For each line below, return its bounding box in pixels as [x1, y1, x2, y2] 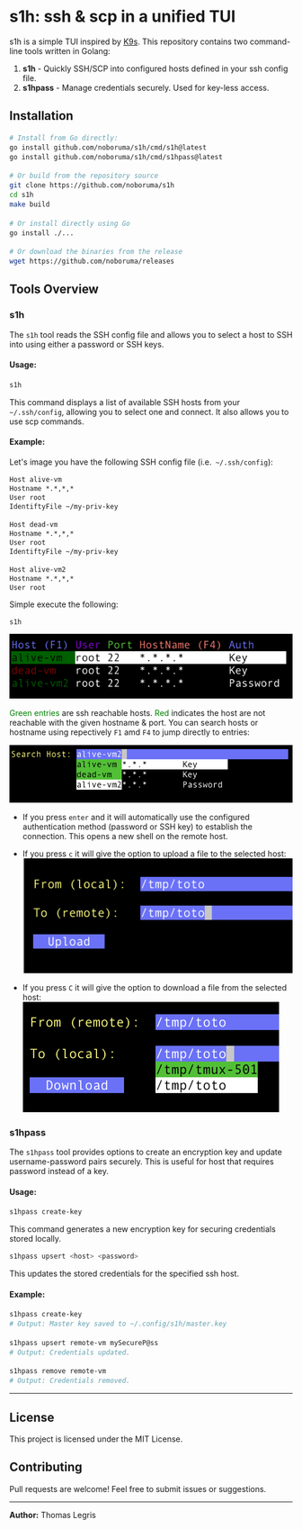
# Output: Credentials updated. [9, 1348, 130, 1357]
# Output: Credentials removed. [9, 1376, 130, 1386]
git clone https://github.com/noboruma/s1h [9, 181, 175, 190]
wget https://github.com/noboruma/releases [9, 257, 175, 267]
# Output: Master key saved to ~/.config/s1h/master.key [9, 1319, 227, 1329]
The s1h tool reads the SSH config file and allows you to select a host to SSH [9, 329, 293, 339]
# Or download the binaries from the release [9, 248, 182, 257]
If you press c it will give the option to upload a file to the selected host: [22, 848, 287, 859]
